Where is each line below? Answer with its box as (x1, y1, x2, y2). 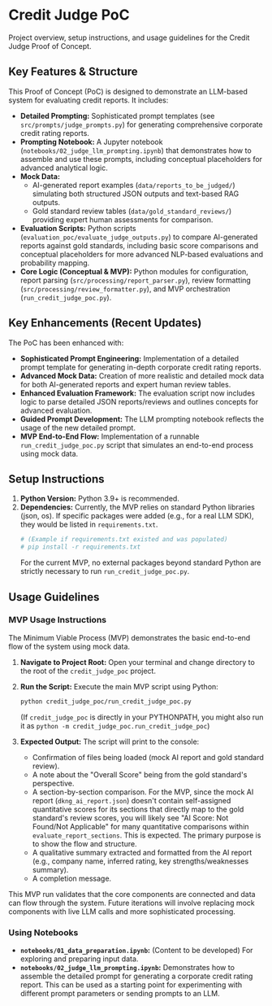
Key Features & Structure (8, 65, 138, 79)
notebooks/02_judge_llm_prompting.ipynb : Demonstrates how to (19, 962, 235, 972)
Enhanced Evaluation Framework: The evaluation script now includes (19, 388, 256, 398)
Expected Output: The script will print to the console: (19, 737, 200, 746)
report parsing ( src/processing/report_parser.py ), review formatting (19, 275, 252, 285)
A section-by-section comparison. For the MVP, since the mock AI (32, 787, 254, 797)
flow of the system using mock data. (8, 641, 131, 651)
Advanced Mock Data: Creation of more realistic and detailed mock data (19, 370, 265, 380)
